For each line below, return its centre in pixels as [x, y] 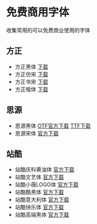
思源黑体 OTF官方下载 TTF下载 [53, 126]
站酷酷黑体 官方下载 [39, 192]
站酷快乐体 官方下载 [39, 207]
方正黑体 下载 [31, 66]
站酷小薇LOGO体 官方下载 [47, 185]
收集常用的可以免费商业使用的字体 [48, 30]
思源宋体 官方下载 [37, 133]
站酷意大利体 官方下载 [42, 200]
